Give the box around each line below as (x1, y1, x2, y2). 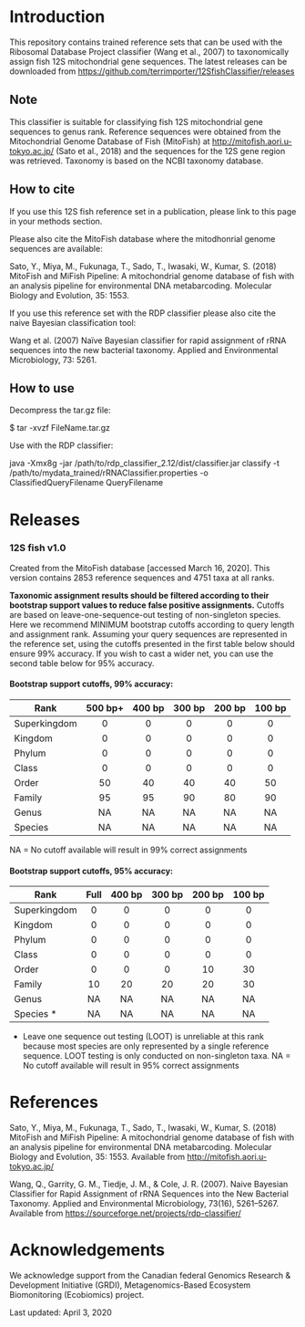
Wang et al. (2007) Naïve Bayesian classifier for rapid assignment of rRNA (9, 335, 287, 346)
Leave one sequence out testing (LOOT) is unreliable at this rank (22, 1031, 264, 1042)
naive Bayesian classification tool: (9, 317, 137, 328)
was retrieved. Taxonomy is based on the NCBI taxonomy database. (9, 155, 264, 166)
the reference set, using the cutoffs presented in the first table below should (9, 638, 296, 649)
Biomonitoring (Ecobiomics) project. (9, 1290, 145, 1301)
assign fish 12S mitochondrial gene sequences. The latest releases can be (9, 56, 288, 67)
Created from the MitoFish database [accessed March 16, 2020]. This (9, 562, 270, 573)
